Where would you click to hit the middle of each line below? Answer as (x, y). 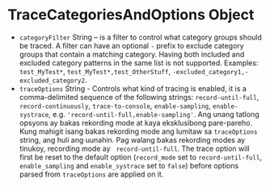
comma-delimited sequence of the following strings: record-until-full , (139, 97)
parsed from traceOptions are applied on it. (91, 174)
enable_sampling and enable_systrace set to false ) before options (129, 165)
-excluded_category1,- (211, 72)
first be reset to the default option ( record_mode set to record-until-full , (141, 157)
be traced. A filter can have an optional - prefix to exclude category (131, 45)
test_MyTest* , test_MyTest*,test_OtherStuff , (95, 71)
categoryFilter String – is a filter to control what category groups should (140, 37)
